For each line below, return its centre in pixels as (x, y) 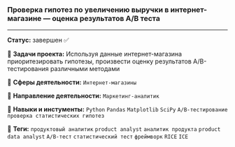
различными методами (85, 69)
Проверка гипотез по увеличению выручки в (88, 10)
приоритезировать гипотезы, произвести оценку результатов (100, 61)
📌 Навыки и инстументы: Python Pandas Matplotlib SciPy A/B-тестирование (117, 109)
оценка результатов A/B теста (106, 18)
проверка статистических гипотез (56, 116)
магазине (24, 18)
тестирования (28, 69)
